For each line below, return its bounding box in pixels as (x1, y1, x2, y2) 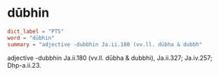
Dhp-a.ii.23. (7, 61, 42, 69)
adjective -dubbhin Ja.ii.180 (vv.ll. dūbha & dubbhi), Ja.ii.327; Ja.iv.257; (7, 54, 213, 62)
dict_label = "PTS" (7, 28, 65, 35)
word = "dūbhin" (7, 34, 55, 41)
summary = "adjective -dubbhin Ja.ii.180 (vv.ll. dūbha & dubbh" (7, 40, 202, 48)
